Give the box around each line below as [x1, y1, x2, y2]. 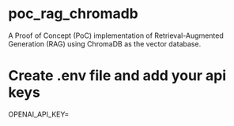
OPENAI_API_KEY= [8, 109, 70, 119]
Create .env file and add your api [8, 67, 227, 85]
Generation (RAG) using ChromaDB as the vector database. [8, 39, 202, 48]
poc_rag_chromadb [8, 5, 138, 23]
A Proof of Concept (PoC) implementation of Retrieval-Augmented [8, 31, 224, 40]
